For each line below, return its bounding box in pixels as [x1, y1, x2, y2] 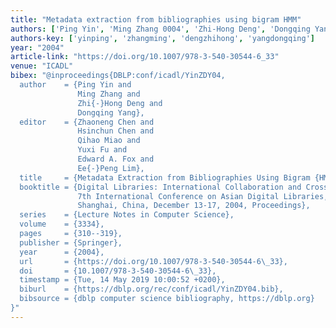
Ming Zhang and [77, 89, 141, 99]
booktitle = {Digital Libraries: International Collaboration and [19, 182, 302, 192]
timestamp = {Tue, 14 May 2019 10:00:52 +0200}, [19, 275, 226, 285]
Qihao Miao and [77, 136, 141, 146]
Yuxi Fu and [77, 145, 128, 155]
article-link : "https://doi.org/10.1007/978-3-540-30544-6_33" [10, 52, 280, 62]
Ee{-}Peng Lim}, [77, 163, 145, 173]
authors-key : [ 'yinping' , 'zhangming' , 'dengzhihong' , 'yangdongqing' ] [10, 33, 315, 43]
